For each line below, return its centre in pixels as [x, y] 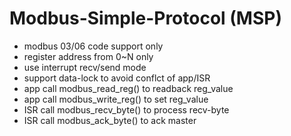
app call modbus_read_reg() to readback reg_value [128, 88]
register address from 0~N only [88, 56]
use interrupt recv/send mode [85, 67]
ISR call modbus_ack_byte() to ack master [110, 120]
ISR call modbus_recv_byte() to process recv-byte [126, 109]
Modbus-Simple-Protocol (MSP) [145, 18]
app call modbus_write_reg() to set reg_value [116, 99]
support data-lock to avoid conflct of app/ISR [117, 78]
